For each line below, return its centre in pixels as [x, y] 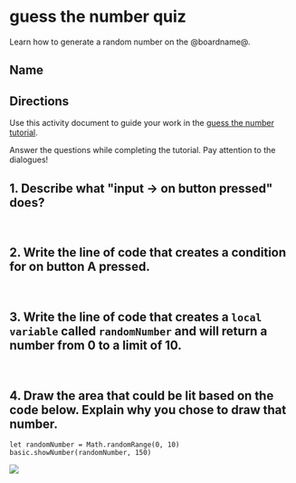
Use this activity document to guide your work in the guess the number [142, 123]
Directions [39, 101]
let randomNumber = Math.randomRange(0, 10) [95, 445]
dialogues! [29, 159]
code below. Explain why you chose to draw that [148, 410]
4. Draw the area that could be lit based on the [142, 396]
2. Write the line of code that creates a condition [148, 252]
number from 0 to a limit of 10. [96, 346]
